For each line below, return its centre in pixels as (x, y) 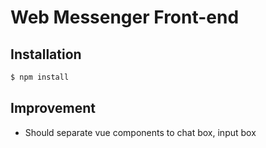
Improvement (53, 108)
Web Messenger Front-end (125, 17)
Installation (46, 54)
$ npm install (40, 77)
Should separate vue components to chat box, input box (140, 132)
